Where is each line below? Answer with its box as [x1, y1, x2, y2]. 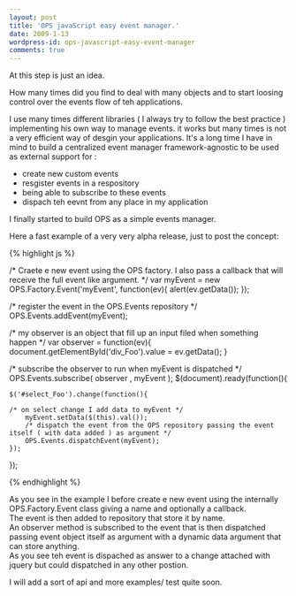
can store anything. [9, 541, 80, 552]
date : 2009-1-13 [9, 29, 69, 38]
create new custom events [21, 169, 119, 180]
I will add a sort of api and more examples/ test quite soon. [9, 577, 223, 588]
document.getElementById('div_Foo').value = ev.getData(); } [9, 347, 228, 357]
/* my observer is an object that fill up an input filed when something [9, 328, 259, 339]
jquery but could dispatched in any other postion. [9, 560, 188, 570]
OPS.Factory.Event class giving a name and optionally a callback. [9, 503, 247, 514]
